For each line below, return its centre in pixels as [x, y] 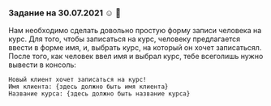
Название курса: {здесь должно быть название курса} [99, 94]
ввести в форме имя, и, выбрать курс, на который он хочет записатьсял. [135, 48]
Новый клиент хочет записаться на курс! [78, 80]
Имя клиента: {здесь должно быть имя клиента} [88, 87]
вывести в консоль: [43, 65]
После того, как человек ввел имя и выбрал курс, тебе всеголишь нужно [136, 57]
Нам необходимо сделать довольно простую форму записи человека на [135, 31]
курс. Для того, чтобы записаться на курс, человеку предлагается [125, 39]
